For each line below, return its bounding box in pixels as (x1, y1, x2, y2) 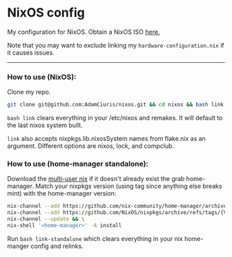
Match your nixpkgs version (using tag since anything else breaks (35, 182, 222, 191)
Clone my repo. (7, 88, 51, 96)
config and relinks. (30, 242, 84, 250)
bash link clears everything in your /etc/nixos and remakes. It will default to (7, 114, 223, 122)
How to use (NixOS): (7, 72, 77, 82)
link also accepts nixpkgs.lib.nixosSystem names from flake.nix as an (7, 135, 206, 143)
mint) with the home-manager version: (7, 189, 117, 198)
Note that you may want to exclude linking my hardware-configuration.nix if (7, 41, 224, 49)
